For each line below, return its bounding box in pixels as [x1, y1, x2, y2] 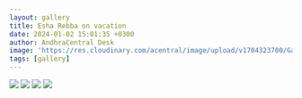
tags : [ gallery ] [9, 54, 70, 63]
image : [9, 46, 34, 55]
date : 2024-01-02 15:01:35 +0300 [9, 29, 135, 38]
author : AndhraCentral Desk [9, 37, 115, 47]
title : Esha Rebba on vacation [9, 21, 127, 30]
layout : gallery [9, 12, 70, 22]
